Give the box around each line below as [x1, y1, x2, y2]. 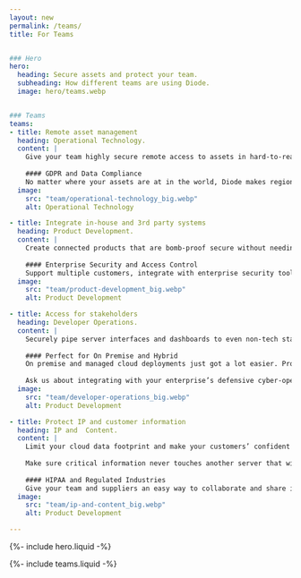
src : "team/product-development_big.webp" [25, 285, 186, 294]
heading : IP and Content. [17, 426, 118, 435]
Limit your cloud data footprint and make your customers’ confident [25, 442, 291, 452]
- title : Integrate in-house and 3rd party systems [9, 218, 206, 228]
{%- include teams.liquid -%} [9, 558, 118, 569]
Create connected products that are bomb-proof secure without [25, 243, 267, 252]
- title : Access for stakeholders [9, 310, 139, 319]
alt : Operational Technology [25, 202, 134, 211]
